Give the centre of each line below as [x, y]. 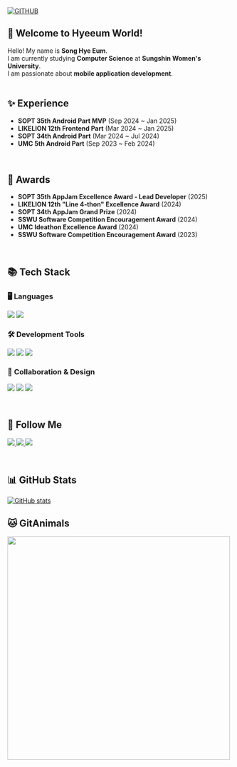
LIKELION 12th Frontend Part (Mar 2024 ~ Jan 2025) [96, 128]
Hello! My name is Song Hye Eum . [58, 51]
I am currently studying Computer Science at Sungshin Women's [104, 58]
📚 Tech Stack [39, 272]
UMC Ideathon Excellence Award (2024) [78, 227]
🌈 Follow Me [35, 425]
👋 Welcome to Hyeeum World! [75, 33]
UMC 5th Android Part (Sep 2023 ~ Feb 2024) [86, 144]
